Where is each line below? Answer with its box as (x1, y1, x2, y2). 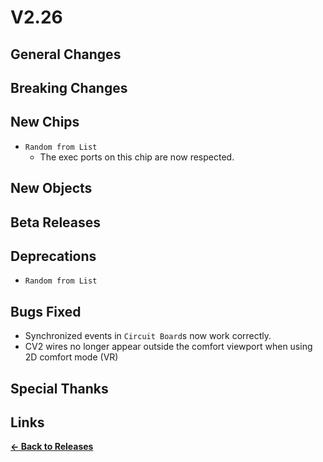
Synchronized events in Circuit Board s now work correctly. (24, 330, 272, 342)
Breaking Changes (10, 79, 128, 96)
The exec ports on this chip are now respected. (39, 151, 235, 163)
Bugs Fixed (10, 303, 82, 320)
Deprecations (10, 247, 97, 265)
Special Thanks (10, 380, 109, 397)
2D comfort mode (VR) (24, 351, 119, 363)
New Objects (10, 180, 93, 197)
